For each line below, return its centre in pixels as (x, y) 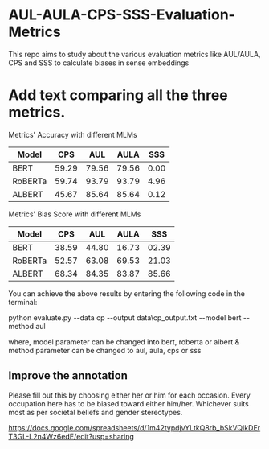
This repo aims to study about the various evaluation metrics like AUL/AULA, (134, 54)
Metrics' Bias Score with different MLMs (75, 214)
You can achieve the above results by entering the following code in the (126, 293)
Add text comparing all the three (118, 95)
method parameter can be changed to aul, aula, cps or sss (105, 350)
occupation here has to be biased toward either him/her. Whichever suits (128, 403)
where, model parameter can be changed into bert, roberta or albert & (124, 342)
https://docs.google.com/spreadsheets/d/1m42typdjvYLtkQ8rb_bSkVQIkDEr (134, 427)
